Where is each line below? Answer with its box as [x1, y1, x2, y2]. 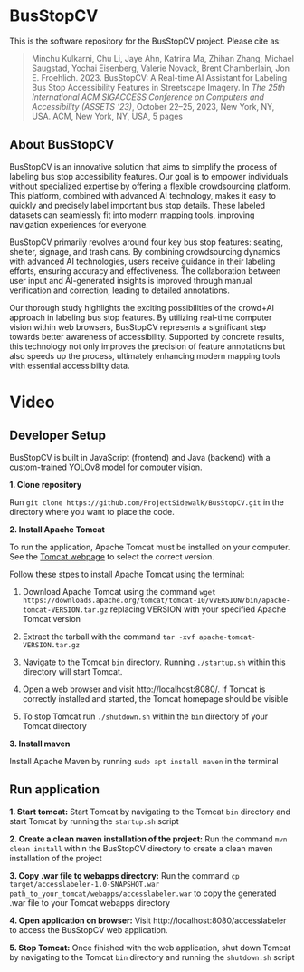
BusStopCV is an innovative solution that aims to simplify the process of [9, 160, 278, 172]
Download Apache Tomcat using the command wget [22, 586, 216, 597]
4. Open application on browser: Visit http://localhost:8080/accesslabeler [9, 915, 287, 926]
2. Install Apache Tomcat [9, 523, 106, 535]
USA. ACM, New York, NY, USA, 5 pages [31, 111, 184, 121]
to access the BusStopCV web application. [9, 924, 168, 935]
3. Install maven [9, 738, 71, 749]
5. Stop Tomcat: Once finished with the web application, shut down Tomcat [9, 942, 291, 953]
